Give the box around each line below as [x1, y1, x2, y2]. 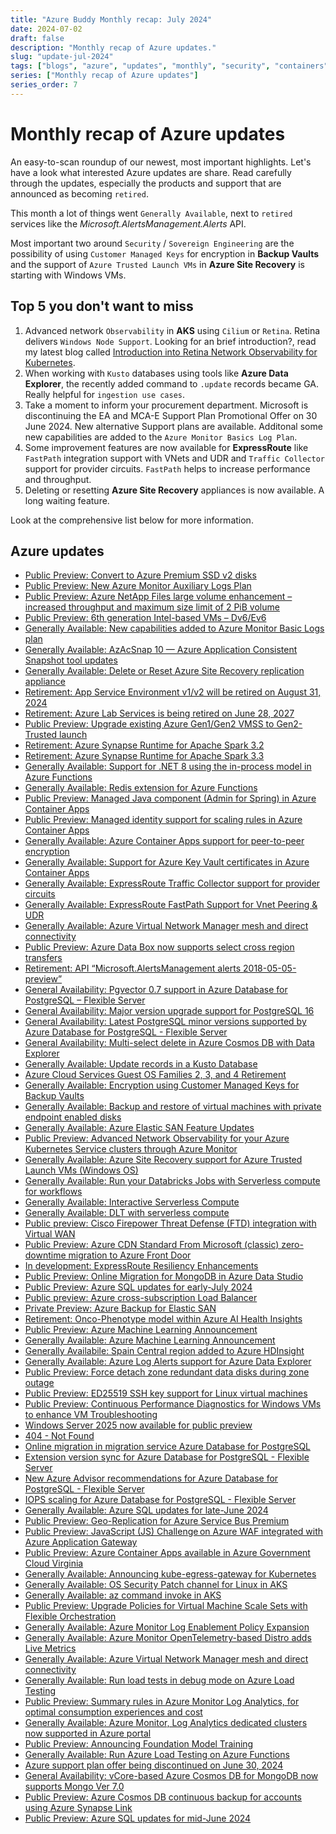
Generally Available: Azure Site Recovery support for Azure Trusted [24, 1154, 303, 1166]
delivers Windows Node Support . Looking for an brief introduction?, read [24, 335, 317, 347]
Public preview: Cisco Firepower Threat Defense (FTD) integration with [24, 1217, 317, 1230]
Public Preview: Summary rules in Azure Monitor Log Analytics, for [24, 1696, 300, 1708]
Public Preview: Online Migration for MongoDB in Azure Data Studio [24, 1271, 304, 1283]
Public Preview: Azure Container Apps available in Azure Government [24, 1547, 311, 1559]
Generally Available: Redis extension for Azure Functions [24, 782, 258, 794]
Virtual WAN [24, 1228, 76, 1240]
